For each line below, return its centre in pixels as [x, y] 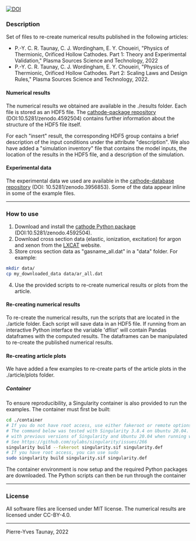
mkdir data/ [20, 268]
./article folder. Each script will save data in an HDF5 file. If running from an [96, 323]
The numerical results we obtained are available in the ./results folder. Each [96, 106]
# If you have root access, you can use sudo [62, 453]
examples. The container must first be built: [58, 409]
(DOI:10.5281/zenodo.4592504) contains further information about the [90, 118]
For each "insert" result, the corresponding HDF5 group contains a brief [92, 136]
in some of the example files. [41, 193]
